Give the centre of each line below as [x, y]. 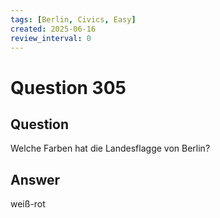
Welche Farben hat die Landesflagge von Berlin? [110, 148]
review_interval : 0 [51, 38]
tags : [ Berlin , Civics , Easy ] [73, 19]
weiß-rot [28, 204]
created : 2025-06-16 [53, 29]
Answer [35, 179]
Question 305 [68, 87]
